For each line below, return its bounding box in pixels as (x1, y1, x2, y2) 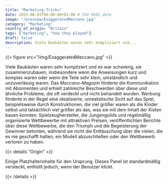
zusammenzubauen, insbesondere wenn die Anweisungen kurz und (5, 69, 146, 75)
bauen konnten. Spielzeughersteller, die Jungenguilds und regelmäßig (5, 112, 151, 118)
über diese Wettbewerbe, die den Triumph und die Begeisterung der (5, 122, 147, 129)
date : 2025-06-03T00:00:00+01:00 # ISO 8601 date (5, 12, 112, 17)
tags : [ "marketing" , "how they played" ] (5, 31, 92, 36)
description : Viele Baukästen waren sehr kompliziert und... (5, 40, 137, 45)
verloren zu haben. (5, 139, 44, 145)
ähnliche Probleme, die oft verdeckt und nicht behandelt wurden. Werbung (5, 90, 160, 96)
